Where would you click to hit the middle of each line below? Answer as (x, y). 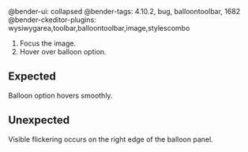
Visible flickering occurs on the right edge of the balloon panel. (111, 139)
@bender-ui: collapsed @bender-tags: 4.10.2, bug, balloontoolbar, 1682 (124, 11)
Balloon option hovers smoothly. (60, 95)
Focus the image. (48, 43)
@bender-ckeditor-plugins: (52, 20)
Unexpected (39, 120)
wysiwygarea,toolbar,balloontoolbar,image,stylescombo (99, 28)
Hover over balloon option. (63, 52)
